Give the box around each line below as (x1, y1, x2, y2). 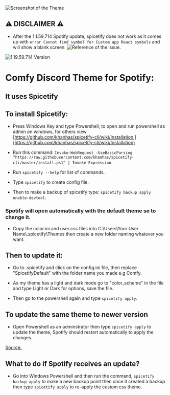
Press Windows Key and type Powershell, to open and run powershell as (12, 123, 165, 129)
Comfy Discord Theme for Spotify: (5, 72, 154, 83)
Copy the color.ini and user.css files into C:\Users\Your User (12, 225, 139, 231)
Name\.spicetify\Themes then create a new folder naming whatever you (12, 231, 164, 237)
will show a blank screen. (12, 44, 66, 50)
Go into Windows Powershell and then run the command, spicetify (12, 372, 155, 379)
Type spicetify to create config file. (12, 179, 89, 185)
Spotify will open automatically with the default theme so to (5, 207, 156, 214)
